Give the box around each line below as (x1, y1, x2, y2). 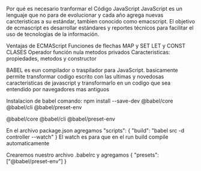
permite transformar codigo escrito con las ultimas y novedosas (6, 73, 164, 80)
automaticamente (6, 140, 50, 146)
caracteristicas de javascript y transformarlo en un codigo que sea (6, 79, 171, 86)
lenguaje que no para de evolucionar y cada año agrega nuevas (6, 11, 164, 19)
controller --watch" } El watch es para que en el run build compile (6, 133, 169, 140)
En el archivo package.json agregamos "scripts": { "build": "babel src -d (6, 127, 185, 134)
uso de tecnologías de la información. (6, 31, 100, 38)
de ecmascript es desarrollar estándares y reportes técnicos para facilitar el (6, 24, 194, 31)
